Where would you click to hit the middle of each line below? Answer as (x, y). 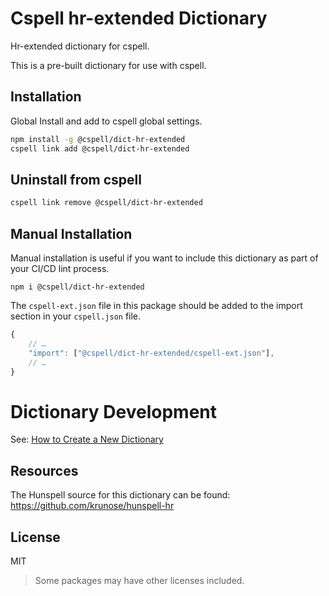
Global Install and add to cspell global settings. (106, 121)
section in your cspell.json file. (76, 316)
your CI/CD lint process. (60, 268)
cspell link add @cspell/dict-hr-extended (100, 148)
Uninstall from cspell (76, 179)
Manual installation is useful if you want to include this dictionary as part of (164, 258)
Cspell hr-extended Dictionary (139, 18)
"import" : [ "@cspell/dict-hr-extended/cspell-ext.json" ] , (151, 353)
